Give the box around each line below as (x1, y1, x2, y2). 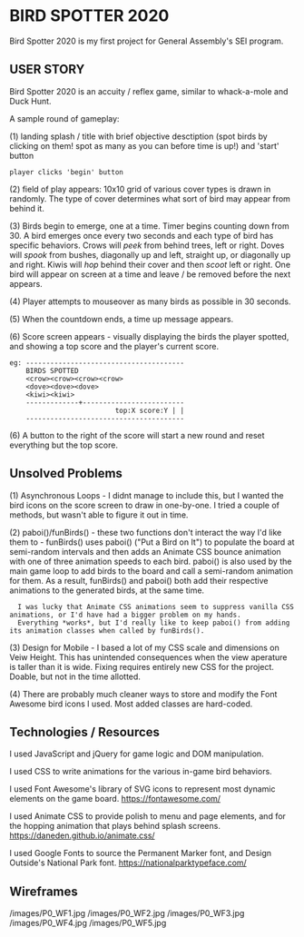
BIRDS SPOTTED (25, 366, 79, 375)
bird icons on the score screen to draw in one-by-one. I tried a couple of (9, 499, 279, 510)
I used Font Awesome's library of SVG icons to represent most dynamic (9, 784, 276, 794)
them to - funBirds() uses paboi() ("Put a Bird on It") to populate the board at (9, 537, 295, 547)
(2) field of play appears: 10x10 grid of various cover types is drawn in (9, 183, 271, 194)
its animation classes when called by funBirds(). (9, 626, 205, 636)
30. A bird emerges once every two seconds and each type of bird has (9, 230, 274, 241)
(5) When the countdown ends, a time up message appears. (9, 313, 234, 324)
